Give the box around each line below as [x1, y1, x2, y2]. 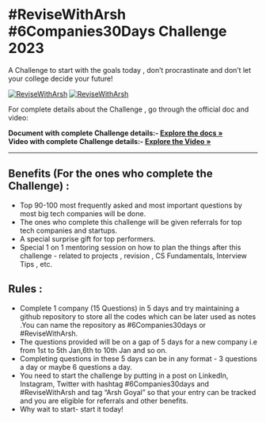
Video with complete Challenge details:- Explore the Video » [8, 136, 211, 146]
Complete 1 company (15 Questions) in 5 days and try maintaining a [19, 303, 240, 313]
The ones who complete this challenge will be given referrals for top [19, 217, 242, 226]
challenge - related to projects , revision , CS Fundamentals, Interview [19, 251, 248, 260]
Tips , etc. [19, 259, 53, 268]
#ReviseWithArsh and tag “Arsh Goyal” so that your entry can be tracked [19, 387, 256, 397]
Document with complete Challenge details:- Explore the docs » [8, 128, 223, 138]
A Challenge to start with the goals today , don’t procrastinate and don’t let [8, 65, 252, 74]
